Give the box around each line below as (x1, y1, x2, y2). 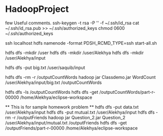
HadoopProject (5, 3, 69, 15)
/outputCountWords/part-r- (99, 89, 156, 95)
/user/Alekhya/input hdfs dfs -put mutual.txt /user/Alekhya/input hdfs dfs (5, 109, 155, 115)
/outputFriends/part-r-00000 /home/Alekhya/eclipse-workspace (5, 125, 138, 131)
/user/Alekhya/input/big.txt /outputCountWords (5, 79, 102, 85)
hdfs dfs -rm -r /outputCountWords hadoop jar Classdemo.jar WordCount (5, 74, 156, 80)
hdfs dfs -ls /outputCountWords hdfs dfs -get (5, 89, 99, 95)
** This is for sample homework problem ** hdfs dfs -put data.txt (5, 104, 139, 110)
